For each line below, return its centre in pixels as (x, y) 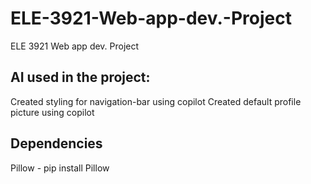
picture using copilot (52, 112)
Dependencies (56, 143)
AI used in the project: (80, 77)
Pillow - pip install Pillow (60, 168)
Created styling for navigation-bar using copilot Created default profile (156, 101)
